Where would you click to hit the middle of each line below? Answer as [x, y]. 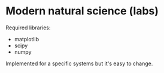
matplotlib [27, 39]
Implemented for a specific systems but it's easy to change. [79, 63]
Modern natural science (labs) [82, 11]
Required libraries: [28, 28]
